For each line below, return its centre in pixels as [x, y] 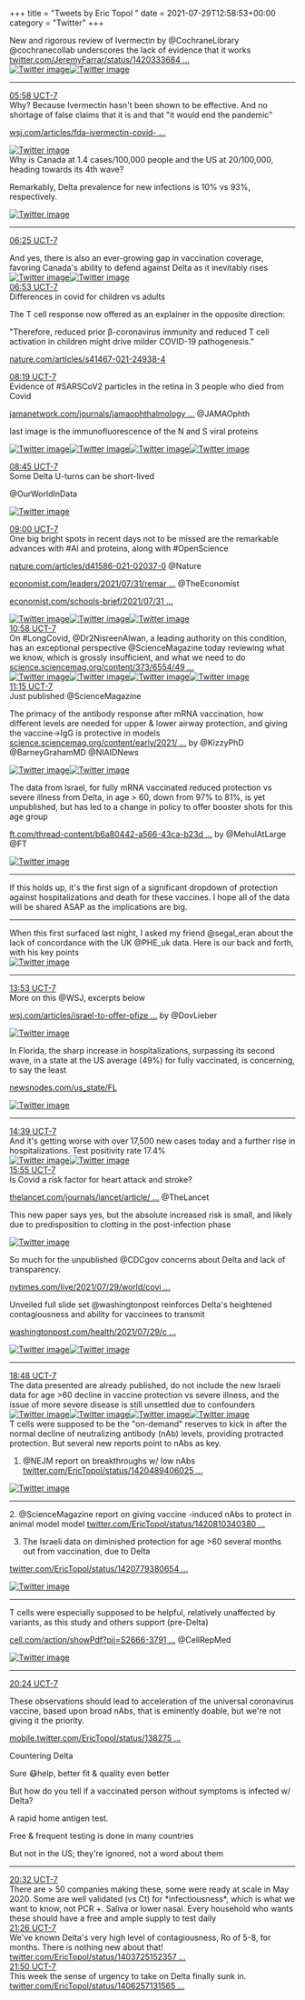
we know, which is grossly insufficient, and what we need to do [128, 657]
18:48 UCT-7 [33, 1375]
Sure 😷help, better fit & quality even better [89, 1773]
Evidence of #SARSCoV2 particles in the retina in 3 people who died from [147, 386]
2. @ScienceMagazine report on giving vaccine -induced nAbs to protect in [151, 1514]
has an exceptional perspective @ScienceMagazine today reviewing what [147, 648]
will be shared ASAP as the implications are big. [98, 907]
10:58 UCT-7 [33, 628]
